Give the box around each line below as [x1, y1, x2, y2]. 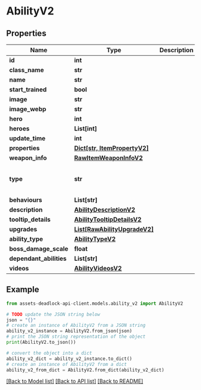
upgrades [9, 225, 38, 233]
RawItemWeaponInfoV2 [74, 154, 143, 162]
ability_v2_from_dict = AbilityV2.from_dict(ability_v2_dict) [6, 367, 165, 373]
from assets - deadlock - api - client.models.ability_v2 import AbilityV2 [6, 300, 184, 306]
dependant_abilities [9, 254, 67, 263]
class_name [9, 66, 44, 74]
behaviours [9, 196, 42, 204]
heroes [9, 124, 30, 133]
